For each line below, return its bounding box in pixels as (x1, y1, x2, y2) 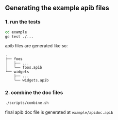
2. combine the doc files (5, 89, 63, 96)
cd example (5, 29, 27, 35)
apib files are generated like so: (5, 43, 68, 49)
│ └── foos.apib (5, 65, 42, 70)
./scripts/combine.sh (5, 100, 49, 105)
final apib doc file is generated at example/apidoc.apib (5, 109, 113, 115)
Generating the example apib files (5, 4, 109, 12)
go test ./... (5, 34, 34, 39)
